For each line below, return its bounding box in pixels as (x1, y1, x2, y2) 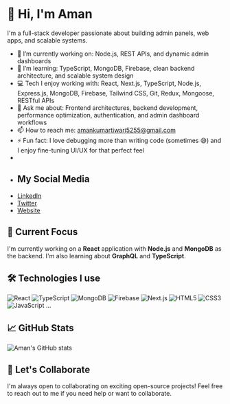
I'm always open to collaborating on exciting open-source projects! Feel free (7, 382, 223, 390)
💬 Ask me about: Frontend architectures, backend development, (16, 103, 198, 112)
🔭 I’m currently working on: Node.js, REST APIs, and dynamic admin (16, 49, 209, 58)
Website (16, 206, 41, 214)
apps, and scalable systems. (7, 36, 88, 44)
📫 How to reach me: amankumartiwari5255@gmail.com (16, 126, 176, 134)
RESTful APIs (16, 96, 55, 104)
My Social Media (16, 173, 90, 185)
